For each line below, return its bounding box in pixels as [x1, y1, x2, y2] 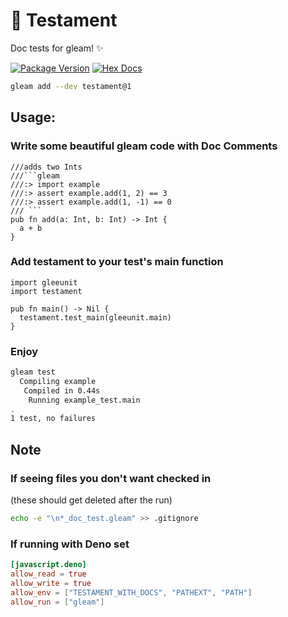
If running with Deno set [10, 537, 130, 551]
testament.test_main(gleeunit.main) [19, 312, 172, 323]
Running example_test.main [28, 395, 141, 405]
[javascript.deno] [10, 560, 87, 570]
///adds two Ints [10, 162, 83, 172]
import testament [10, 286, 83, 296]
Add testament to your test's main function [10, 255, 224, 269]
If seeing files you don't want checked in [10, 471, 212, 485]
